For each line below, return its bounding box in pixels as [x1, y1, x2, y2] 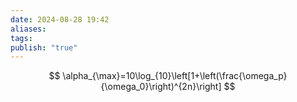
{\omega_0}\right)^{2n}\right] [100, 81, 222, 93]
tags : [10, 33, 33, 43]
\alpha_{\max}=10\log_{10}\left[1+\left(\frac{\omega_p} [62, 70, 288, 82]
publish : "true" [10, 42, 78, 53]
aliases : [10, 24, 47, 34]
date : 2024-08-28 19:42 [10, 14, 110, 25]
